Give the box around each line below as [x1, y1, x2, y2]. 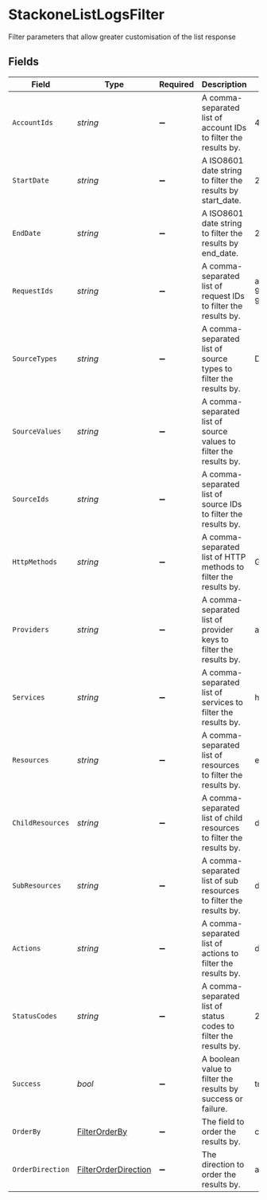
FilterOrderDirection [76, 1163, 152, 1175]
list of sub [201, 875, 238, 886]
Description [201, 78, 248, 89]
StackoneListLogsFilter [8, 6, 165, 24]
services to [201, 696, 244, 708]
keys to [201, 633, 229, 645]
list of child [201, 812, 243, 823]
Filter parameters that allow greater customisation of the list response [8, 32, 236, 41]
